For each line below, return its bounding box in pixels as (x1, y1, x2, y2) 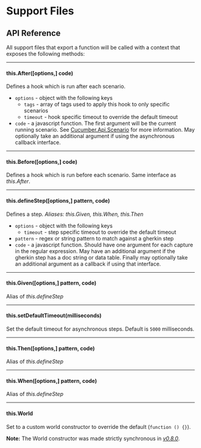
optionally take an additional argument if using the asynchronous (14, 133, 175, 140)
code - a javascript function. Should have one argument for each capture (14, 241, 193, 248)
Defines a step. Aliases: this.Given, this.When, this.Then (6, 211, 144, 218)
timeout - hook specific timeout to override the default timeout (23, 114, 178, 121)
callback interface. (14, 139, 61, 146)
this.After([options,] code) (6, 69, 74, 77)
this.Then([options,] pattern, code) (6, 345, 95, 352)
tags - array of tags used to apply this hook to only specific (23, 100, 170, 108)
